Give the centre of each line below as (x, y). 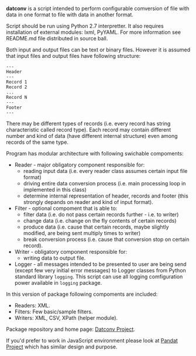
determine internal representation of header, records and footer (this (106, 196)
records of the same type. (37, 142)
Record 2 (17, 87)
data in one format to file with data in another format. (70, 15)
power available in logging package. (58, 283)
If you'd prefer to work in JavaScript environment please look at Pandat (92, 341)
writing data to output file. (54, 258)
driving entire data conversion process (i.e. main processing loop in (104, 183)
